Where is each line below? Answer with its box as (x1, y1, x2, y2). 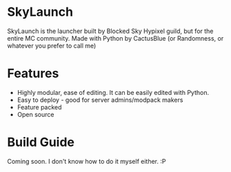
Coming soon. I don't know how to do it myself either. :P (7, 157, 166, 165)
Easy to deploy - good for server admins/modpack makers (17, 96, 183, 104)
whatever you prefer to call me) (7, 41, 97, 50)
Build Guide (7, 135, 74, 150)
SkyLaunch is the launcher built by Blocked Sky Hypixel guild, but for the (7, 27, 214, 35)
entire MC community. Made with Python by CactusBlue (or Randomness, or (7, 34, 224, 42)
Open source (17, 110, 54, 118)
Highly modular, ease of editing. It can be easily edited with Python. (17, 88, 209, 96)
